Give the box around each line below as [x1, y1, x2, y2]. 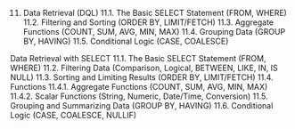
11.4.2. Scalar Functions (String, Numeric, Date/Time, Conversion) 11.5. [10, 91, 268, 101]
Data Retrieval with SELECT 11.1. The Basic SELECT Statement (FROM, [10, 53, 266, 63]
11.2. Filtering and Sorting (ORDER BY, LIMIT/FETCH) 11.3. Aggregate [22, 17, 275, 28]
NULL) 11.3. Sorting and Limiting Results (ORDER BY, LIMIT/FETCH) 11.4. [10, 72, 275, 83]
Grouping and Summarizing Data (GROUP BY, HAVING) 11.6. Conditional [10, 101, 274, 110]
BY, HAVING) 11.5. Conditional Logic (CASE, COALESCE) [22, 36, 229, 46]
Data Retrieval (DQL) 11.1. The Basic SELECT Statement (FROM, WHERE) [22, 8, 288, 18]
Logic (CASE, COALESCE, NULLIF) [10, 110, 137, 120]
